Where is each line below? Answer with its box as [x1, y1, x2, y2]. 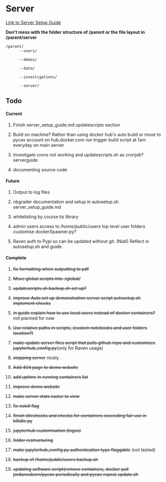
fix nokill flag [12, 403, 39, 409]
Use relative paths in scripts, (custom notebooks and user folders [12, 325, 148, 331]
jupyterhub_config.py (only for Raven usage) [12, 345, 104, 351]
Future [5, 178, 20, 184]
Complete [5, 255, 27, 261]
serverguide [12, 157, 38, 163]
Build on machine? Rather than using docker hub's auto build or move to [12, 131, 161, 137]
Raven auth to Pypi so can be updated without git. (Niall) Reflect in [12, 238, 149, 244]
